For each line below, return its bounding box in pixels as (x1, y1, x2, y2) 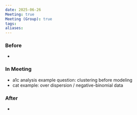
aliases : (5, 26, 23, 31)
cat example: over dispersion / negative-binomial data (12, 82, 124, 88)
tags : (5, 21, 16, 26)
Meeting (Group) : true (5, 16, 52, 21)
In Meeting (5, 65, 32, 72)
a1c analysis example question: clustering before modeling (12, 77, 133, 83)
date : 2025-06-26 (5, 7, 41, 12)
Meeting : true (5, 12, 35, 17)
